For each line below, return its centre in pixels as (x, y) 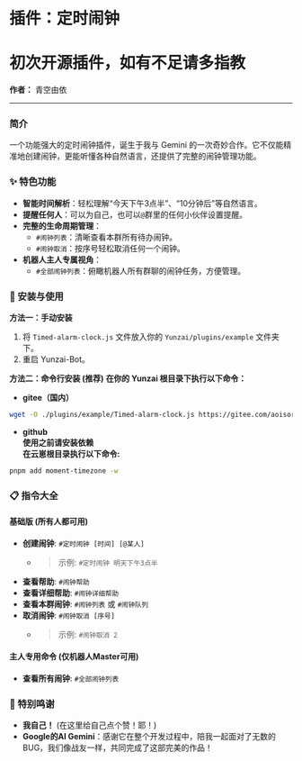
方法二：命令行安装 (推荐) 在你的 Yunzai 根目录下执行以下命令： (128, 378)
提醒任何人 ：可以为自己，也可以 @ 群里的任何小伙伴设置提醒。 (134, 214)
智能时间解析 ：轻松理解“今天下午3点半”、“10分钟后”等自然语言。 (142, 203)
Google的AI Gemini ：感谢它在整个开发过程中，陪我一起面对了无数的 (149, 737)
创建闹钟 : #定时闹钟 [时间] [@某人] (84, 543)
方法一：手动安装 (41, 318)
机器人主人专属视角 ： (62, 259)
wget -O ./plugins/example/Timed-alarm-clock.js (102, 415)
